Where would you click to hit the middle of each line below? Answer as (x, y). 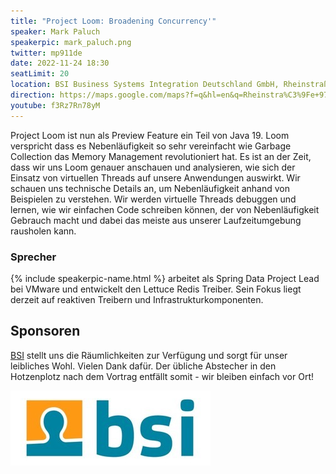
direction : (33, 95)
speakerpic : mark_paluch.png (71, 42)
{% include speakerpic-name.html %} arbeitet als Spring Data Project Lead (165, 278)
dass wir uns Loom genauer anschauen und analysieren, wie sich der (153, 167)
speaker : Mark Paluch (55, 31)
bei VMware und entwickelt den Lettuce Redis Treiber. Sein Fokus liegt (156, 289)
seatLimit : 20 (40, 74)
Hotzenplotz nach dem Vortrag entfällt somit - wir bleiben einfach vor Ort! (162, 376)
